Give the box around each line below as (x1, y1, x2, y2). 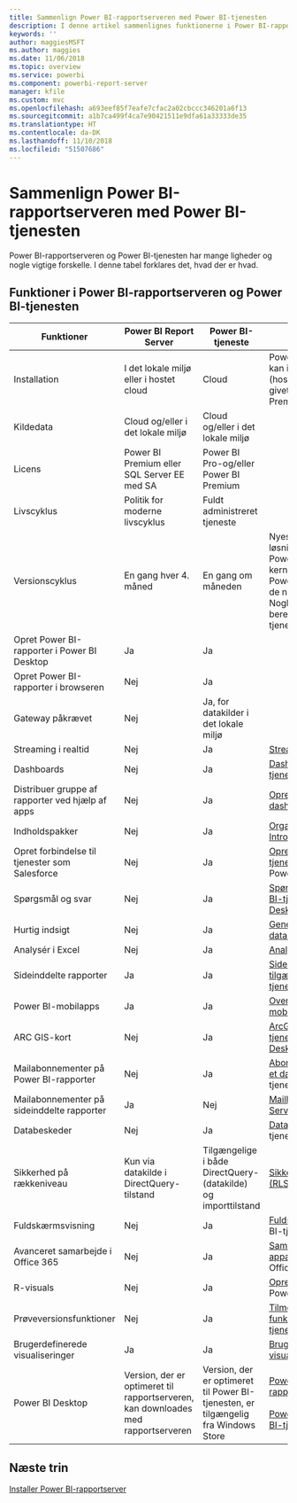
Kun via (123, 1156, 156, 1168)
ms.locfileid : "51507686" (9, 144, 104, 153)
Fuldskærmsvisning (13, 1219, 95, 1232)
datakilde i (123, 1166, 167, 1179)
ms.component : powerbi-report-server (9, 79, 148, 88)
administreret (202, 505, 258, 518)
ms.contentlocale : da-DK (9, 128, 101, 137)
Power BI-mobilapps (13, 1001, 100, 1013)
